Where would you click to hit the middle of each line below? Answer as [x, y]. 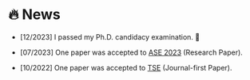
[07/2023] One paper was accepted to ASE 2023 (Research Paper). [131, 52]
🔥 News [35, 15]
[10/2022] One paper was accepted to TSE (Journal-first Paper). [126, 67]
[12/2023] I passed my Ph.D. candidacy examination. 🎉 [110, 36]
